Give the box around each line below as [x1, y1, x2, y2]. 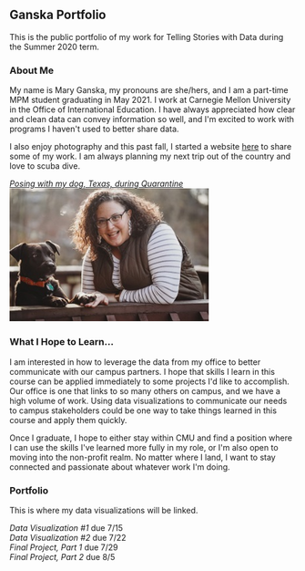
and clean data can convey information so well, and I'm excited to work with [9, 114, 294, 125]
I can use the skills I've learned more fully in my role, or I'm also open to [9, 441, 280, 452]
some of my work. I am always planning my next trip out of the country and [9, 151, 291, 162]
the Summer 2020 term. [9, 41, 100, 52]
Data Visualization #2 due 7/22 [9, 533, 127, 544]
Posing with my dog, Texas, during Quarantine [9, 178, 184, 190]
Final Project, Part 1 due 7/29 [9, 542, 118, 553]
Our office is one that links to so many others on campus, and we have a [9, 385, 280, 396]
